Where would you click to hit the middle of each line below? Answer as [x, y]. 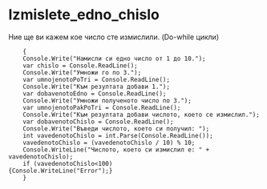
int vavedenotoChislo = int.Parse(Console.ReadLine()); [118, 135]
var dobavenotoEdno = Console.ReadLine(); [95, 94]
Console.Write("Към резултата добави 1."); [97, 86]
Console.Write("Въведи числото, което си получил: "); [116, 129]
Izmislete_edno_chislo [84, 15]
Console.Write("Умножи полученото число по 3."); [107, 101]
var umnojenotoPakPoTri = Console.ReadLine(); [102, 107]
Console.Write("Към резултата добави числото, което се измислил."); [142, 115]
